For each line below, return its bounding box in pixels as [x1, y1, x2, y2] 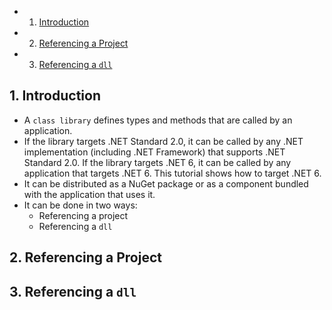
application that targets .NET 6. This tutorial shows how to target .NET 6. [23, 167, 322, 179]
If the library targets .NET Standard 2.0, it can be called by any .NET [23, 135, 304, 147]
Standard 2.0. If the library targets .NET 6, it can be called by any [23, 156, 292, 168]
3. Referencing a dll [9, 283, 137, 300]
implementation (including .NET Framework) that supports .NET [23, 146, 286, 158]
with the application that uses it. [23, 188, 156, 200]
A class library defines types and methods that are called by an [23, 114, 293, 126]
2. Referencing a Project [9, 249, 162, 266]
